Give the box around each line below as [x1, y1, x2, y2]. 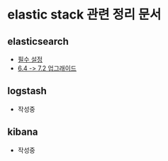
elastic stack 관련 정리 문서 [7, 6, 162, 23]
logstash [7, 85, 47, 97]
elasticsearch [7, 35, 69, 47]
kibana [7, 126, 38, 138]
